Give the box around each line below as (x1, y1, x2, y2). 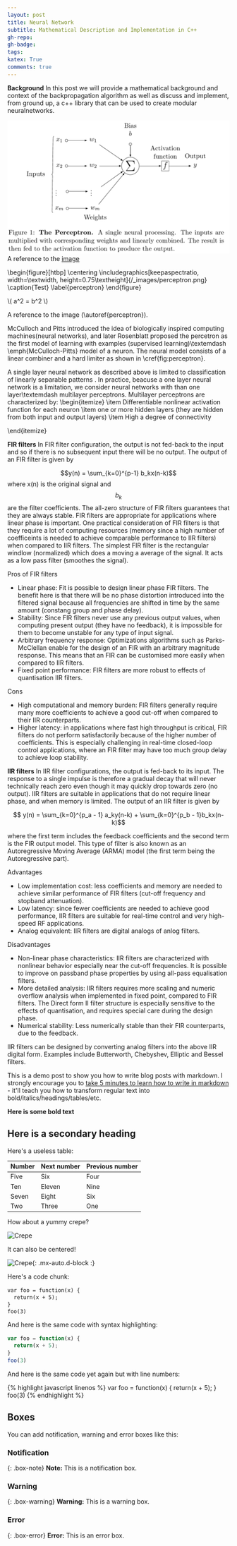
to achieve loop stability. (17, 753, 89, 761)
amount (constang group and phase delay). (17, 605, 144, 614)
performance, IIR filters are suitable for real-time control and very (17, 911, 208, 920)
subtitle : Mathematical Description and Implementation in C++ (7, 26, 197, 33)
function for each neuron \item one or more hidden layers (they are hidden (7, 405, 224, 413)
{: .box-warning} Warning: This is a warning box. (7, 1497, 150, 1506)
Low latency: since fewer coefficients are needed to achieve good (17, 904, 209, 912)
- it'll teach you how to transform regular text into (7, 1086, 150, 1094)
